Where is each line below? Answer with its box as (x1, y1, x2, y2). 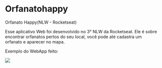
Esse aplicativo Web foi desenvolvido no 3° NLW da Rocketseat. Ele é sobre (5, 28, 157, 34)
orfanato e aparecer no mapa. (5, 39, 65, 44)
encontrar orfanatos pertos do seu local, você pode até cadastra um (5, 34, 142, 40)
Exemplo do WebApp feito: (5, 48, 58, 54)
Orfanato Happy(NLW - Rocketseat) (5, 19, 77, 25)
